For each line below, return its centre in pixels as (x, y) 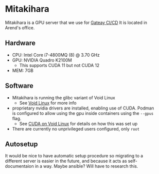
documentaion (19, 166)
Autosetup (21, 144)
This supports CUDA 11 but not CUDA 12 (59, 65)
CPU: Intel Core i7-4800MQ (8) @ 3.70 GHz (56, 55)
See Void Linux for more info (48, 103)
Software (19, 86)
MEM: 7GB (23, 70)
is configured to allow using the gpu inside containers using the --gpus (83, 113)
